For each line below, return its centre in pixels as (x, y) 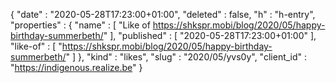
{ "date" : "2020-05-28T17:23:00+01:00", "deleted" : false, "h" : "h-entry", (163, 14)
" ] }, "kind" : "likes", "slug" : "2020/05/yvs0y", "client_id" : (186, 57)
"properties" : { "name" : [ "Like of (80, 25)
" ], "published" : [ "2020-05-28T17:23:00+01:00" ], (210, 35)
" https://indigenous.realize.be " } (76, 67)
